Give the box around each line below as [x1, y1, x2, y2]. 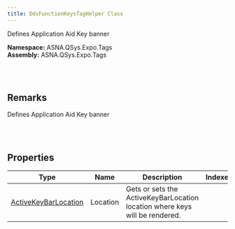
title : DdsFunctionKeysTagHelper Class [7, 10, 124, 18]
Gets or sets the [125, 184, 178, 194]
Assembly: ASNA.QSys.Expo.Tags [7, 50, 107, 59]
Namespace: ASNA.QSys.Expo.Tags [7, 43, 113, 51]
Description [142, 172, 183, 182]
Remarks [7, 92, 48, 104]
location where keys [125, 202, 192, 211]
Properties [7, 151, 55, 163]
